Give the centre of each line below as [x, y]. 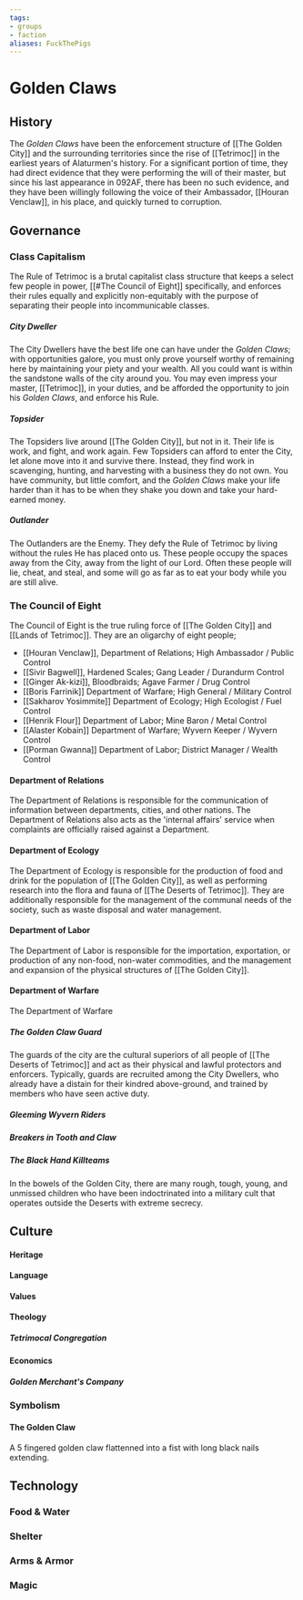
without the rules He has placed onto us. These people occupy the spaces [149, 553]
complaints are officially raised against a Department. [109, 829]
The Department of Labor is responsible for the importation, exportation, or [150, 950]
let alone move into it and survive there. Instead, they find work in [132, 460]
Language [29, 1276]
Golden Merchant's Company [67, 1381]
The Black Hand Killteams [60, 1160]
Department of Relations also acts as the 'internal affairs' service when [142, 820]
